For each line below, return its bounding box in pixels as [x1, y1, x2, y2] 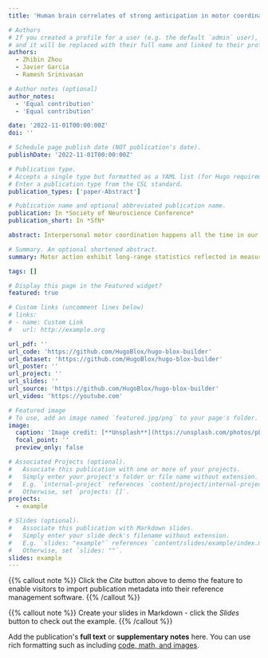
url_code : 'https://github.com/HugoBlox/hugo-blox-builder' [8, 348, 213, 356]
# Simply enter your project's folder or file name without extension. [8, 472, 259, 481]
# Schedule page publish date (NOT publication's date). [8, 144, 202, 152]
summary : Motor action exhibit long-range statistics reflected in [8, 253, 238, 261]
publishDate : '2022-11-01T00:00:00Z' [8, 151, 134, 159]
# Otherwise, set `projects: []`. [8, 487, 130, 495]
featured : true [8, 289, 59, 297]
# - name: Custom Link [8, 318, 84, 326]
